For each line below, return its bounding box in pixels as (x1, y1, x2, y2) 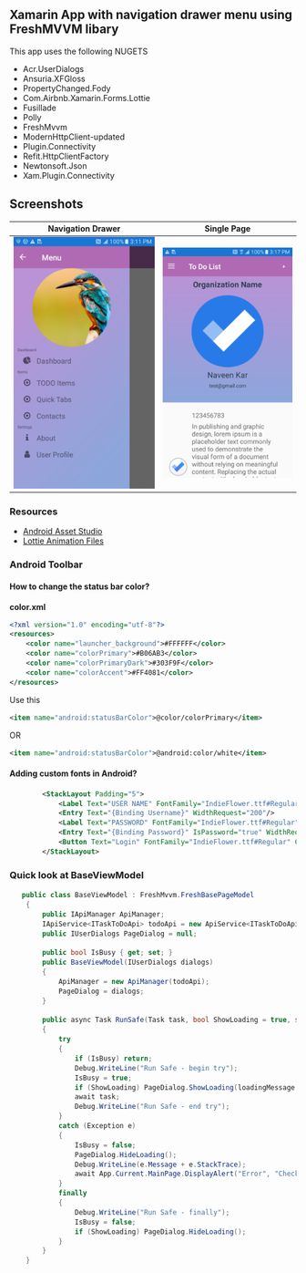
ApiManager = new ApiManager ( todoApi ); (57, 977, 209, 986)
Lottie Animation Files (22, 535, 105, 546)
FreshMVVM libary (9, 22, 119, 37)
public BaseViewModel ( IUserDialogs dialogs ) (42, 957, 214, 968)
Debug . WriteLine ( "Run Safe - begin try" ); (74, 1063, 239, 1072)
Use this (9, 694, 41, 705)
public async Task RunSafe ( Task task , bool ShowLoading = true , (42, 1016, 291, 1025)
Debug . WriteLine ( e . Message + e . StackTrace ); (74, 1160, 247, 1169)
